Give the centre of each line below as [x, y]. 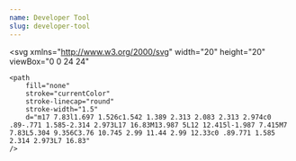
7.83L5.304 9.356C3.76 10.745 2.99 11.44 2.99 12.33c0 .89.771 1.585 [143, 133]
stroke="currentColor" [68, 94]
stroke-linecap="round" [70, 101]
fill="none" [48, 85]
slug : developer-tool [50, 26]
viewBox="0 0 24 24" [49, 61]
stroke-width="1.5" [62, 109]
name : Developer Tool [50, 18]
